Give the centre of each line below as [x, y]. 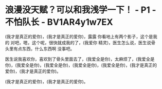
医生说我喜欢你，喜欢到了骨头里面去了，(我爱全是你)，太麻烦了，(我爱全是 [80, 59]
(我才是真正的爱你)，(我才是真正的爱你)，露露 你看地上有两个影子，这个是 [79, 36]
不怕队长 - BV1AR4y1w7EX [59, 22]
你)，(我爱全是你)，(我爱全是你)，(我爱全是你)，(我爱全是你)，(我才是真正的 [81, 65]
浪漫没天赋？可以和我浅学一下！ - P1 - [81, 10]
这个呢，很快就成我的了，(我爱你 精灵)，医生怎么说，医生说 [91, 42]
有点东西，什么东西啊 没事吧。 [44, 49]
